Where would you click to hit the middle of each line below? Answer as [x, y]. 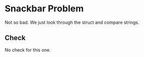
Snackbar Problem [44, 9]
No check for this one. [28, 50]
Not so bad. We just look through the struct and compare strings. [72, 22]
